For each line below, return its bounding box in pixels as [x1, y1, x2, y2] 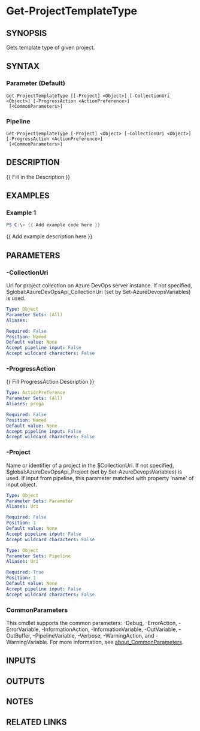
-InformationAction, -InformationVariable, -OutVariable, [41, 626, 178, 633]
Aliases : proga [6, 401, 44, 407]
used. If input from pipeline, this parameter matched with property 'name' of [6, 474, 194, 481]
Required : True [6, 569, 44, 575]
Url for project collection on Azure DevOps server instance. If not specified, [6, 282, 193, 289]
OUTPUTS [6, 676, 45, 686]
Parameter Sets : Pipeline [6, 553, 71, 559]
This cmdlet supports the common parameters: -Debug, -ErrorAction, [6, 619, 178, 626]
